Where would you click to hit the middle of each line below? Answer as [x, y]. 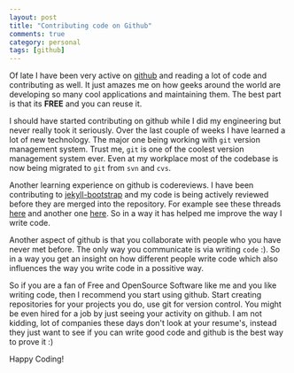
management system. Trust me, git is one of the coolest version [127, 149]
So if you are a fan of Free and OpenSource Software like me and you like [143, 285]
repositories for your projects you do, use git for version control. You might [145, 304]
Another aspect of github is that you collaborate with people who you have [145, 240]
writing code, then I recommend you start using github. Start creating [135, 295]
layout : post [33, 17]
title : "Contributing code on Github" [81, 26]
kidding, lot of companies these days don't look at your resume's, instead [143, 323]
